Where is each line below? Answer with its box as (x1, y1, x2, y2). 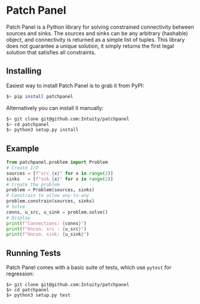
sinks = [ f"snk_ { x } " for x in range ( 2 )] (6, 176, 113, 182)
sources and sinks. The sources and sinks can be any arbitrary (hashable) (6, 29, 188, 36)
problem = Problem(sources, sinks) (6, 187, 95, 193)
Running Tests (6, 248, 61, 258)
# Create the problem (6, 182, 60, 188)
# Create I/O (6, 165, 39, 171)
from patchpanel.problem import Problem (6, 159, 109, 165)
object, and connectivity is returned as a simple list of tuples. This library (6, 36, 185, 43)
